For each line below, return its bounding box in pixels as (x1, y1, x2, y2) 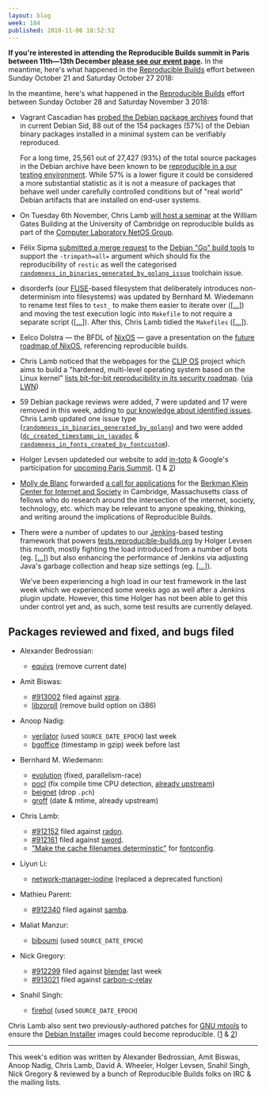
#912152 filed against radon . (31, 827, 124, 836)
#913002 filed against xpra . (31, 692, 121, 702)
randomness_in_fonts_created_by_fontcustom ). (19, 440, 170, 449)
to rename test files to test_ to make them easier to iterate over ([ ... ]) (19, 301, 245, 310)
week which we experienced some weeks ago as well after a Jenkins (19, 585, 245, 595)
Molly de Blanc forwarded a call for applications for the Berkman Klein (19, 478, 249, 488)
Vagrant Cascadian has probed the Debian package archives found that (19, 113, 253, 122)
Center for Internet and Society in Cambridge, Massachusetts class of (19, 487, 248, 497)
